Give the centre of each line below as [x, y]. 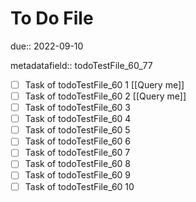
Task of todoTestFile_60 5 [77, 130]
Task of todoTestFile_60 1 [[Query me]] [104, 84]
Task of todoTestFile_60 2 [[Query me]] [105, 96]
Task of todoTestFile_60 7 [77, 153]
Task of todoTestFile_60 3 [78, 108]
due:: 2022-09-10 [47, 46]
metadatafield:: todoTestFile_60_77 [81, 65]
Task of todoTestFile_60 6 [78, 141]
